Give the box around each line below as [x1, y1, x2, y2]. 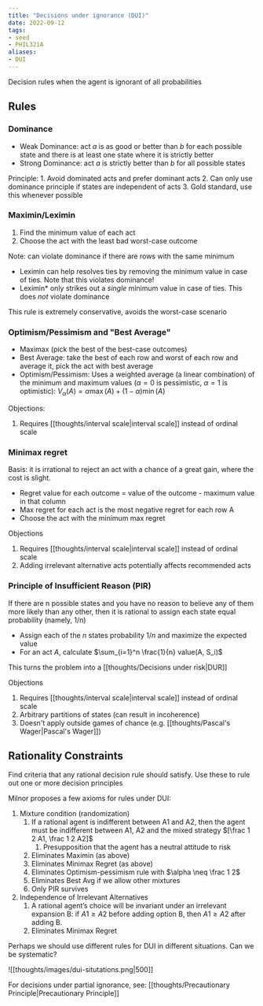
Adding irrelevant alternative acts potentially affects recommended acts [19, 561, 251, 570]
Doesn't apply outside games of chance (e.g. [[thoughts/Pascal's [19, 718, 231, 727]
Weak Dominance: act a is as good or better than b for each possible [19, 141, 243, 150]
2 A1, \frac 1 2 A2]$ [31, 834, 93, 844]
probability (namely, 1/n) [8, 615, 86, 625]
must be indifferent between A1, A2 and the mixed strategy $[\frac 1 [31, 826, 250, 835]
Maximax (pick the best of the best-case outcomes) [19, 344, 188, 355]
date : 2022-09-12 [8, 19, 65, 27]
